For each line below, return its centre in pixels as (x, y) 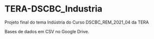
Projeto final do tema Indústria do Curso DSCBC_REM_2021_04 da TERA (77, 22)
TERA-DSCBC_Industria (54, 9)
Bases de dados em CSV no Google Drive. (47, 31)
